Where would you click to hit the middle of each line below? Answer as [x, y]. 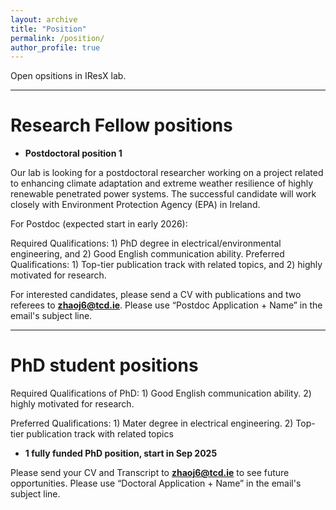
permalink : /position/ [57, 38]
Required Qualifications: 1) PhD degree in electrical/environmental [146, 243]
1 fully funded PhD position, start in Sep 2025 [121, 453]
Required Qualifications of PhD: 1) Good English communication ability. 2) [161, 393]
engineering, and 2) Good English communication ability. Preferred [147, 254]
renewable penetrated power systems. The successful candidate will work [163, 194]
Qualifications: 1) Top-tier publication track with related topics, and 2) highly [166, 265]
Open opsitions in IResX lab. [68, 76]
